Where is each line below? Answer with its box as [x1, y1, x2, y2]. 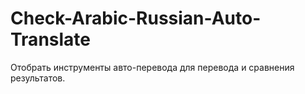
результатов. [10, 72, 66, 84]
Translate [10, 28, 91, 51]
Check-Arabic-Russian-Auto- [10, 7, 262, 30]
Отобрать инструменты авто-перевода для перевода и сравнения [10, 61, 295, 73]
